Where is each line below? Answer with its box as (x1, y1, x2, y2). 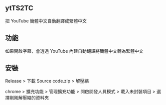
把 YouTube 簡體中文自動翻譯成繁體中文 (5, 17, 87, 24)
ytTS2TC (5, 4, 33, 12)
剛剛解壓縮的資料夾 (9, 95, 49, 101)
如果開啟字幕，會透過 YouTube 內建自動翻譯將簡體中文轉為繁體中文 (5, 48, 144, 54)
